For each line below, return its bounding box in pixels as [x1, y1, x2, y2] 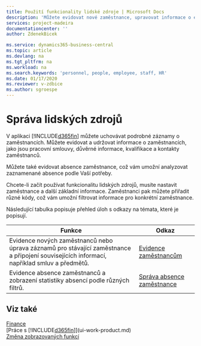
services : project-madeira [6, 20, 74, 26]
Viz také [6, 304, 38, 314]
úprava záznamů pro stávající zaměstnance [9, 244, 132, 252]
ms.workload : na [6, 64, 47, 70]
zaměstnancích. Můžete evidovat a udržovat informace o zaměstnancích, [6, 139, 187, 146]
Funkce [60, 226, 82, 234]
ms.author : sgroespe [6, 86, 58, 93]
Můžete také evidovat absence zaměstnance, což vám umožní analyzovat [6, 163, 188, 170]
